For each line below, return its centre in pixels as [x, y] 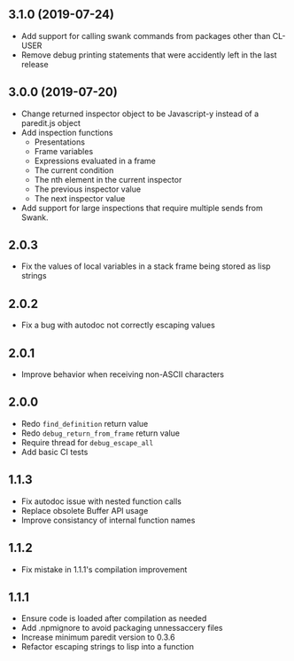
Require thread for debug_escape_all [87, 442]
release [35, 64]
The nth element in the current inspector [108, 179]
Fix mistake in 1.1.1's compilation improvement [104, 569]
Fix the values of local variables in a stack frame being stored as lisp [146, 266]
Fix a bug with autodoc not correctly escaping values [118, 325]
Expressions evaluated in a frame [95, 161]
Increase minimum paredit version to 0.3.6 [98, 637]
